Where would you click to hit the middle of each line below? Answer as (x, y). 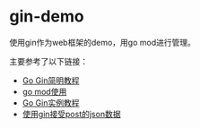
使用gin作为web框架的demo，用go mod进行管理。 (102, 42)
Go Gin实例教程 (51, 102)
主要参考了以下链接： (48, 61)
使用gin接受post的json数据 (71, 114)
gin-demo (47, 17)
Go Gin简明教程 (51, 80)
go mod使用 (44, 91)
